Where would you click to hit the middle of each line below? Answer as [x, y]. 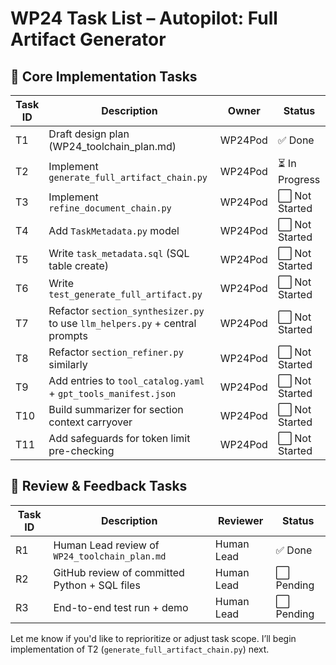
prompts [68, 335]
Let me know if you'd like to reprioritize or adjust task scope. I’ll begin [153, 638]
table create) [78, 265]
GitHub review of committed [119, 572]
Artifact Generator [88, 39]
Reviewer [241, 520]
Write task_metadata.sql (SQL [119, 253]
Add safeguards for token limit [119, 438]
